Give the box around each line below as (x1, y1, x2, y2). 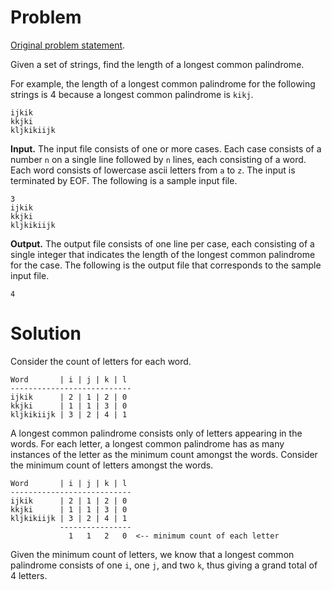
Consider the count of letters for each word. (10, 355, 192, 367)
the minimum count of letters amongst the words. (10, 459, 214, 471)
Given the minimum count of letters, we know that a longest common (10, 548, 295, 560)
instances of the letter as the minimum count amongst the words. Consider (10, 448, 318, 460)
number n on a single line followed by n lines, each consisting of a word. (10, 153, 307, 165)
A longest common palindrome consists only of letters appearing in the (10, 427, 303, 439)
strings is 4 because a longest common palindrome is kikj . (10, 88, 254, 100)
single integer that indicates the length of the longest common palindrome (10, 248, 316, 260)
